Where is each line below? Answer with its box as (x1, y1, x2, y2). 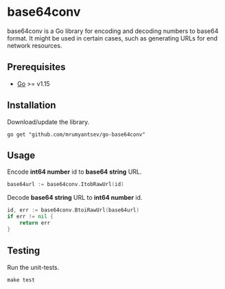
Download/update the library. (7, 117, 90, 126)
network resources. (7, 41, 62, 49)
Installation (7, 100, 56, 111)
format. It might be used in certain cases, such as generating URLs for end (7, 34, 218, 42)
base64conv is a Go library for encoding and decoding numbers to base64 (7, 27, 219, 35)
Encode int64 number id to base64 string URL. (7, 167, 142, 176)
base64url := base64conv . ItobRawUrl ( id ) (7, 181, 125, 188)
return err (19, 220, 51, 227)
